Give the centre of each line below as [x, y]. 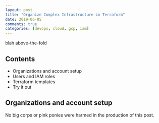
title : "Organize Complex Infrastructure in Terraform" [65, 15]
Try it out [22, 87]
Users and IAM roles [34, 76]
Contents [20, 59]
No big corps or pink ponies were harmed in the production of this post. [80, 115]
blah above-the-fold [26, 43]
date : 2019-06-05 [23, 19]
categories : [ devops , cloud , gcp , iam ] [47, 29]
